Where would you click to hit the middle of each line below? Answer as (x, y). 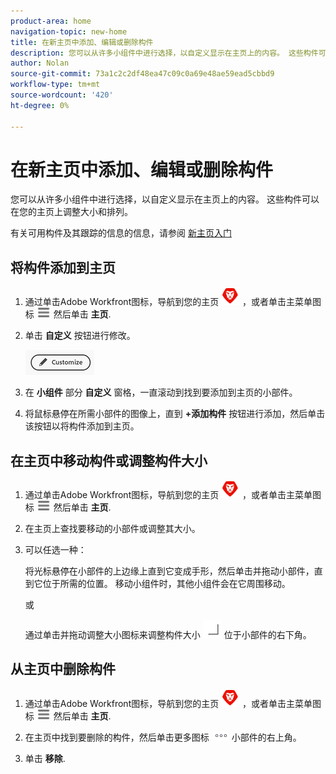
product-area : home (51, 21)
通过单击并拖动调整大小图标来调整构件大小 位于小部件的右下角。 (168, 635)
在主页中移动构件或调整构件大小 (109, 460)
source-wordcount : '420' (62, 95)
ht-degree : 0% (40, 105)
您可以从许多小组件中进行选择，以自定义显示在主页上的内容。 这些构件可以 (165, 199)
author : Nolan (40, 63)
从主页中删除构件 (63, 669)
